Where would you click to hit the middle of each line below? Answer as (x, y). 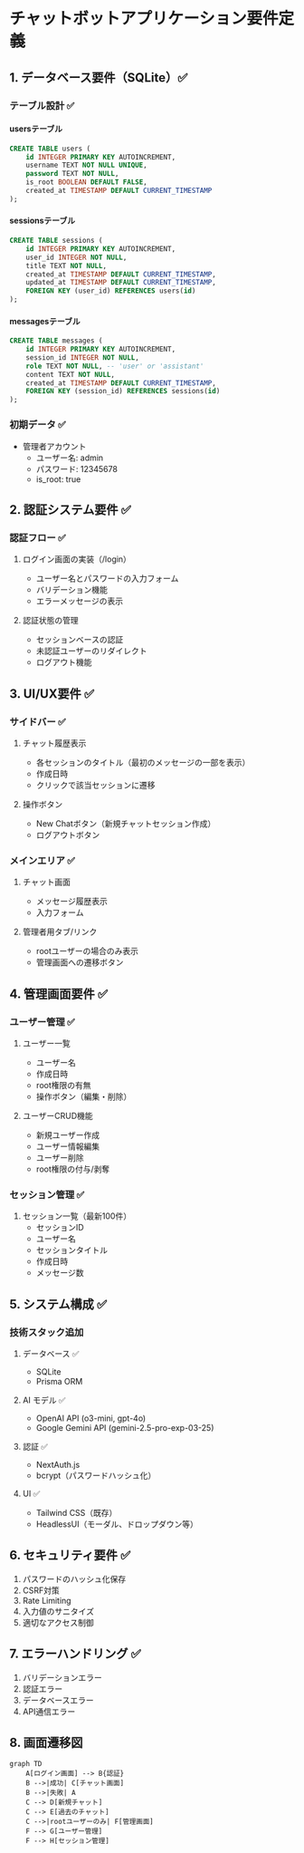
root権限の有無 (64, 1085)
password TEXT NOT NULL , (72, 174)
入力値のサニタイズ (58, 1611)
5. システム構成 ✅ (58, 1304)
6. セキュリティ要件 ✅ (70, 1555)
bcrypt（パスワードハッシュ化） (96, 1475)
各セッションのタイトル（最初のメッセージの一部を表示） (143, 762)
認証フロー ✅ (38, 537)
